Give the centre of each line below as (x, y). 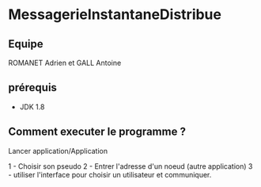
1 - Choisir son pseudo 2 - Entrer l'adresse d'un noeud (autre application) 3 (130, 166)
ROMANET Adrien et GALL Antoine (65, 63)
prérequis (33, 88)
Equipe (26, 44)
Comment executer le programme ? (97, 132)
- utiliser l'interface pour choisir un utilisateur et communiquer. (110, 174)
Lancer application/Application (58, 151)
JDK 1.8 (32, 107)
